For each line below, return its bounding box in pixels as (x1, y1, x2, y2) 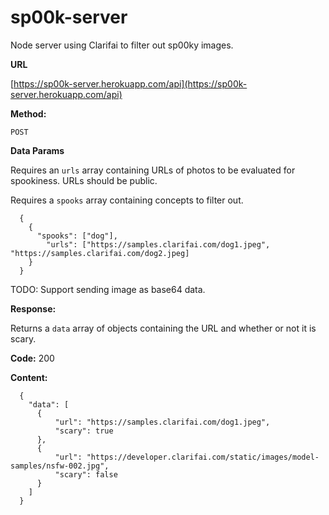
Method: (10, 107, 47, 120)
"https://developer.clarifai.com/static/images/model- (86, 452, 320, 462)
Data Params (10, 144, 65, 156)
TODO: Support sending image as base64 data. (10, 283, 206, 295)
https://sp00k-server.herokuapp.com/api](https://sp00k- (13, 77, 248, 90)
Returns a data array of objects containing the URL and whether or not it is (10, 322, 317, 334)
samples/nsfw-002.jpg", (10, 461, 110, 471)
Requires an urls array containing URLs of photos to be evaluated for (10, 164, 296, 176)
